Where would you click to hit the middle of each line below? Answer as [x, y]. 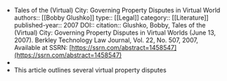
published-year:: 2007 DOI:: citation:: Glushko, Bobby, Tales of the [110, 25]
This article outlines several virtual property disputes [90, 70]
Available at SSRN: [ [43, 48]
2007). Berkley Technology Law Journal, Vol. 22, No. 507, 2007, [106, 40]
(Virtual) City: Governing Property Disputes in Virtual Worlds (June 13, [115, 32]
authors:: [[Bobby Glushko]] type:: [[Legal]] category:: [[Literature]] [111, 18]
